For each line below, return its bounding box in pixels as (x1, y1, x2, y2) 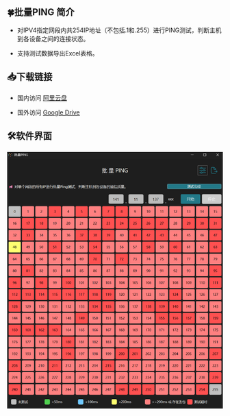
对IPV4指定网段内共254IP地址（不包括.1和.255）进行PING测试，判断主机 (16, 26, 222, 34)
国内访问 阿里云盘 (16, 93, 67, 101)
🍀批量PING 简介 (7, 6, 75, 19)
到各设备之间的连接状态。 (16, 34, 90, 42)
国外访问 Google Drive (16, 108, 80, 117)
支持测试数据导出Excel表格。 (16, 49, 99, 57)
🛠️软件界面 (7, 130, 53, 142)
